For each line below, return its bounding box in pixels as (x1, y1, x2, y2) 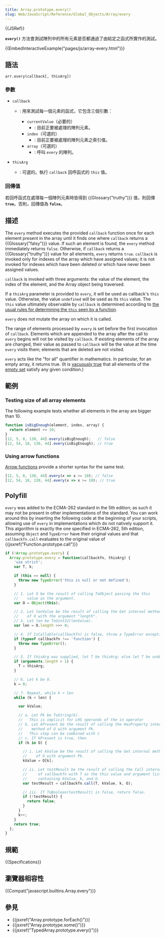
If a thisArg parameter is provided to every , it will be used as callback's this (5, 291, 160, 296)
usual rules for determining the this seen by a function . (5, 306, 117, 312)
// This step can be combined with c (18, 731, 100, 736)
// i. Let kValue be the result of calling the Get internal (23, 749, 151, 754)
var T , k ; (14, 564, 34, 569)
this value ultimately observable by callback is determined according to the (5, 301, 159, 307)
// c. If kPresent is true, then (18, 735, 87, 740)
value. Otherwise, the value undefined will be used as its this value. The (5, 296, 151, 302)
